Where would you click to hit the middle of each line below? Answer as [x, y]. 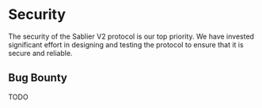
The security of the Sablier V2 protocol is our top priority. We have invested [131, 36]
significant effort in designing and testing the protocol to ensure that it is [126, 44]
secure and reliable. [40, 53]
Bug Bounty [38, 78]
